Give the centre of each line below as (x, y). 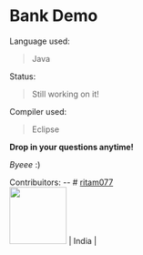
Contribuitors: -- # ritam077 (61, 182)
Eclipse (46, 129)
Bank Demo (54, 16)
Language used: (40, 41)
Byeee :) (25, 164)
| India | (82, 240)
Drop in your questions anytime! (71, 147)
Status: (23, 76)
